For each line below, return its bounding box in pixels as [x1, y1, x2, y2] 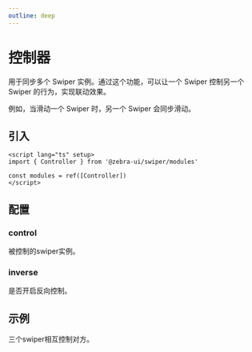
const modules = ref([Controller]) [8, 172, 127, 180]
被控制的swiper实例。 [8, 246, 80, 256]
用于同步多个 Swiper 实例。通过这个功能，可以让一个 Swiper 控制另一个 [8, 77, 245, 86]
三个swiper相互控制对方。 [8, 334, 94, 344]
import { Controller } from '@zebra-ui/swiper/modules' [8, 158, 198, 166]
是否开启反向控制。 [8, 286, 72, 296]
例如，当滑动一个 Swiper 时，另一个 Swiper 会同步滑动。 [8, 103, 196, 113]
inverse [8, 266, 38, 278]
